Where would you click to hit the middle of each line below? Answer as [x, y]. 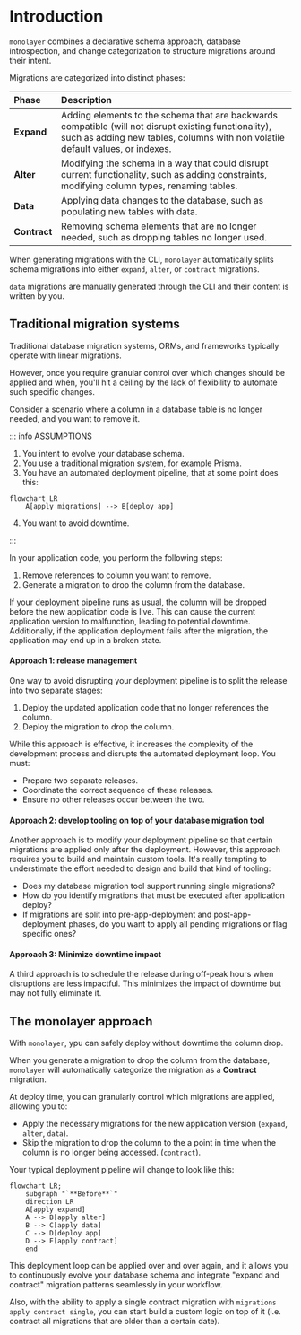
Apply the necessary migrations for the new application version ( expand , [155, 1124]
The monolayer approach [81, 1021]
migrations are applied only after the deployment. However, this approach [145, 850]
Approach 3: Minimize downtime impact [86, 954]
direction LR [50, 1202]
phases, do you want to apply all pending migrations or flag [178, 924]
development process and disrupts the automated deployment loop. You [142, 753]
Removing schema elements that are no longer [159, 226]
